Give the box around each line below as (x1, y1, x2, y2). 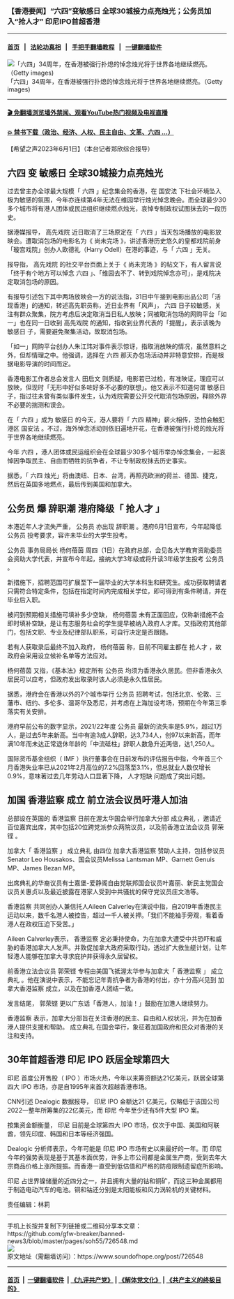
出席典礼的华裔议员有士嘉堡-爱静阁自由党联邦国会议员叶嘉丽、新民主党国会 (7, 878, 224, 887)
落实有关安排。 (7, 707, 50, 715)
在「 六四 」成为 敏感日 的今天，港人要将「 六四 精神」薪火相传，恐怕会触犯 (7, 415, 225, 424)
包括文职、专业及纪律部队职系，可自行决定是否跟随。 (19, 628, 172, 636)
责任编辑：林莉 (7, 1200, 50, 1208)
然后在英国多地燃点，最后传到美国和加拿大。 (7, 480, 136, 489)
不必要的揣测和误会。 (7, 401, 68, 409)
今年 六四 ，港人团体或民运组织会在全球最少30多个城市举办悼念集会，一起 (7, 448, 220, 456)
